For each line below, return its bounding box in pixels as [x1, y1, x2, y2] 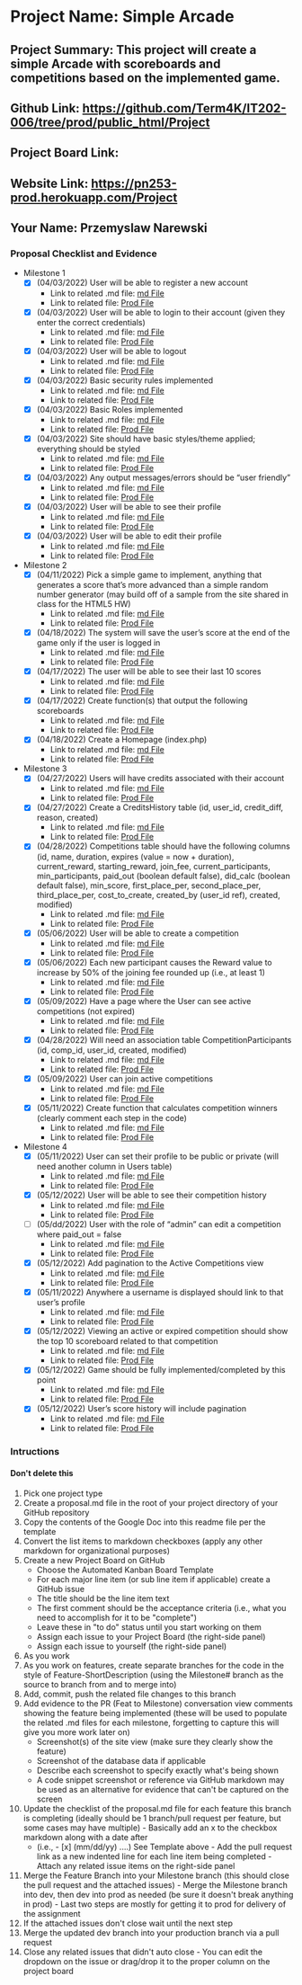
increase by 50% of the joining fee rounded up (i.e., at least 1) [36, 966, 266, 977]
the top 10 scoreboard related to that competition [36, 1336, 218, 1347]
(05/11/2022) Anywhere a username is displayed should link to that [36, 1287, 284, 1298]
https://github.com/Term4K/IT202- [82, 101, 287, 116]
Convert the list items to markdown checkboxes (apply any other [22, 1535, 263, 1546]
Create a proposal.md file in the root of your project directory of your [22, 1497, 279, 1508]
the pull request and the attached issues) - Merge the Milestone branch [22, 1879, 289, 1890]
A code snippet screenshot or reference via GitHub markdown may [36, 1774, 285, 1785]
